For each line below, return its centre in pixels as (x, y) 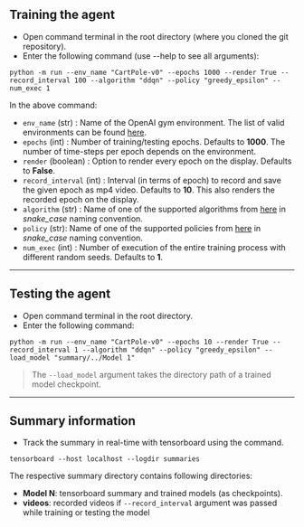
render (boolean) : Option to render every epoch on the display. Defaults (157, 161)
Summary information (72, 421)
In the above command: (53, 105)
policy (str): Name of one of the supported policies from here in (142, 228)
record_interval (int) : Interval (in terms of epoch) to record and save (152, 180)
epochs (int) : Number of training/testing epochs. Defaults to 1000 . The (154, 141)
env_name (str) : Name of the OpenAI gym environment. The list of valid (153, 122)
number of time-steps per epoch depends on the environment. (139, 151)
